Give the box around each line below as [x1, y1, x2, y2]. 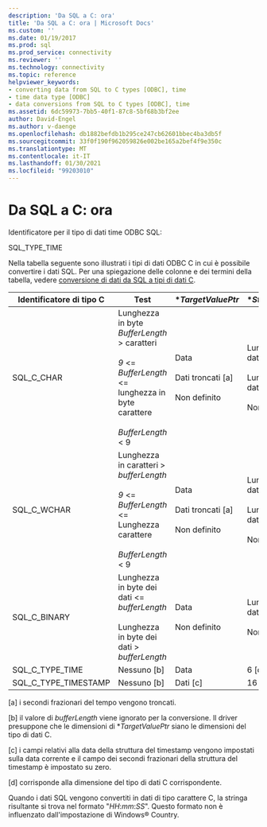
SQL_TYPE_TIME [8, 243, 63, 252]
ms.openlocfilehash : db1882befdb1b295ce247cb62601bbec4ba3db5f [8, 130, 222, 138]
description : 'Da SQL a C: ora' [8, 11, 115, 20]
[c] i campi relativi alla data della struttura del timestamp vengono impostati [8, 745, 254, 755]
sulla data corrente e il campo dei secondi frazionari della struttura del [8, 753, 238, 763]
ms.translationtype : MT [8, 145, 87, 153]
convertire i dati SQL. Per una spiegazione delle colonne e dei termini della [8, 266, 252, 276]
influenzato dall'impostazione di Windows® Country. [8, 810, 180, 819]
